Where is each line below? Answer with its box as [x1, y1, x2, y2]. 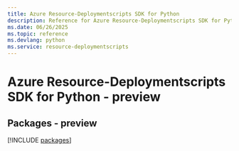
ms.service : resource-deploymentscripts [7, 43, 129, 50]
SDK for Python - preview [7, 89, 161, 105]
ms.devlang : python [7, 37, 65, 44]
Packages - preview [7, 117, 97, 129]
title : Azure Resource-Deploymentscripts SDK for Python [7, 10, 180, 18]
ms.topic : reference [7, 30, 69, 38]
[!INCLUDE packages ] [7, 136, 72, 144]
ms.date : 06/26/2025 [7, 23, 69, 30]
